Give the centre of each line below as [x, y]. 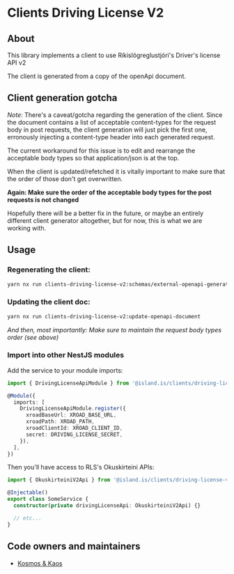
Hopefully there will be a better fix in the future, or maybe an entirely [106, 213]
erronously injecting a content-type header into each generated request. [111, 137]
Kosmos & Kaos [40, 563]
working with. [27, 228]
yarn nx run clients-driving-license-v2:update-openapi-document [104, 316]
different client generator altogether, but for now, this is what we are [105, 220]
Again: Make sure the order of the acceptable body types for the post [109, 192]
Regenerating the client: [49, 270]
